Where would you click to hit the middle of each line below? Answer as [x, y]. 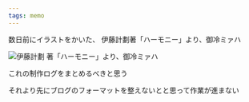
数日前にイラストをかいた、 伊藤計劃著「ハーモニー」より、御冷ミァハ [125, 39]
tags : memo [26, 16]
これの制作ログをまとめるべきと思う [68, 73]
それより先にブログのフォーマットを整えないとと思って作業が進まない [124, 90]
